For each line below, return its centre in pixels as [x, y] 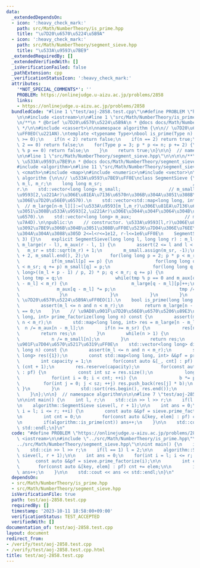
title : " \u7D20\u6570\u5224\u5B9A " [61, 34]
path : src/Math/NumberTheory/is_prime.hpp [70, 28]
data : [13, 12]
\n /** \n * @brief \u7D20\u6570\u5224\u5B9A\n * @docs [85, 123]
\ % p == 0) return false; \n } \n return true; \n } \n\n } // [100, 150]
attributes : [26, 84]
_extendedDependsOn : [37, 17]
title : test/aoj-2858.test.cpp [45, 555]
